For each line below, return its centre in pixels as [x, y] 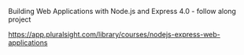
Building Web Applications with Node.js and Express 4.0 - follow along [122, 11]
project [20, 19]
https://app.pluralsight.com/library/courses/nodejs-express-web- [114, 34]
